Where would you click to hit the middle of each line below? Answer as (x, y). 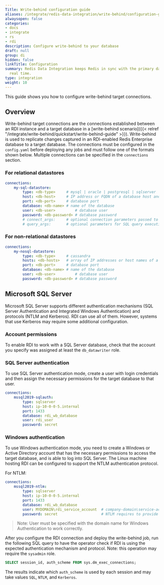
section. (13, 160)
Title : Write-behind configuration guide (48, 10)
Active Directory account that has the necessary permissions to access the (81, 453)
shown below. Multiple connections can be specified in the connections (77, 155)
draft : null (17, 51)
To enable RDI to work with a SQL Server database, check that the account (80, 345)
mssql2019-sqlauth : (34, 398)
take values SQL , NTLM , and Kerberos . (41, 577)
